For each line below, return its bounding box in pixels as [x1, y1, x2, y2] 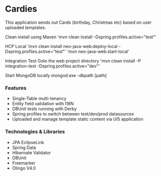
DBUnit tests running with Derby [12, 106, 77, 112]
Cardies [5, 3, 37, 15]
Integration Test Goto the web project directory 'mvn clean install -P [5, 58, 141, 64]
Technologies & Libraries [5, 128, 65, 135]
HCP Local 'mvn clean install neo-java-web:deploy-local [5, 43, 118, 49]
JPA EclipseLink [12, 139, 44, 145]
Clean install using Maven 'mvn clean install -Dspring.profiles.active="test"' [5, 34, 157, 40]
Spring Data [12, 144, 36, 150]
